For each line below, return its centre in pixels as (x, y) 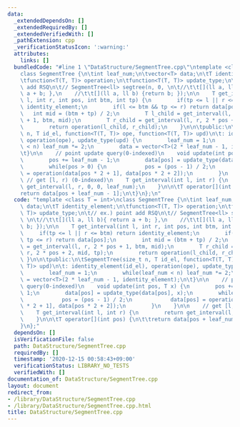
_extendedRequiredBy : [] (51, 27)
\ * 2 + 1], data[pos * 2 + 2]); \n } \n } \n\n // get (121, 306)
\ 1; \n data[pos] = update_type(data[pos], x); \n (107, 293)
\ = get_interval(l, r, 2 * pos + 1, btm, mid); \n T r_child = (127, 246)
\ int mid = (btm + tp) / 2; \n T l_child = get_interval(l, (126, 114)
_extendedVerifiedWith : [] (54, 34)
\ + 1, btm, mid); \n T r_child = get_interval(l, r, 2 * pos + (127, 120)
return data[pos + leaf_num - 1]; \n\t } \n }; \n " (91, 194)
